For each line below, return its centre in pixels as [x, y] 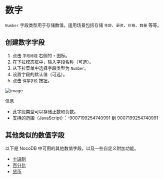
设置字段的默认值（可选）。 [40, 74]
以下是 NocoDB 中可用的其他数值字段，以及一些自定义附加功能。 [72, 148]
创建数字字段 [25, 42]
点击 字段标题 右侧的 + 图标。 [41, 55]
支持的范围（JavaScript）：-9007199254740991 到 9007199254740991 [85, 118]
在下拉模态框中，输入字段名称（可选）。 [53, 62]
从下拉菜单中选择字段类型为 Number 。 [50, 68]
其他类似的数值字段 [35, 135]
